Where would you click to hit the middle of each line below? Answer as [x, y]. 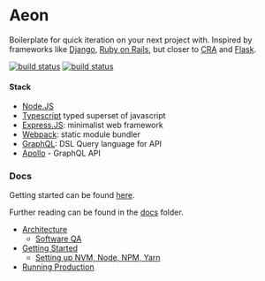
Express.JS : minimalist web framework [92, 125]
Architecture [45, 230]
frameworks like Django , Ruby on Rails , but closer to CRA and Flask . [133, 49]
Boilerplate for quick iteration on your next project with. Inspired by [131, 40]
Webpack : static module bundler [81, 134]
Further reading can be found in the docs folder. [96, 212]
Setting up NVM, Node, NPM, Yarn [98, 258]
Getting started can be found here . [72, 195]
